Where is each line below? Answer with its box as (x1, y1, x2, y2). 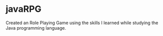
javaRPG (5, 3, 41, 15)
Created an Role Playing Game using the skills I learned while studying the (5, 20, 158, 26)
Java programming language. (5, 25, 66, 31)
